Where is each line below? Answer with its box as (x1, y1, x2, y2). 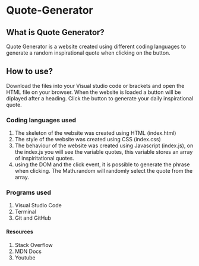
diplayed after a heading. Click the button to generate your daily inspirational (6, 94, 194, 102)
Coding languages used (6, 116, 76, 124)
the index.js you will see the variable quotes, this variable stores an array (14, 148, 193, 156)
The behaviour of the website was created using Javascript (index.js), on (14, 142, 194, 149)
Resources (6, 228, 34, 235)
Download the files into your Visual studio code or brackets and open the (6, 82, 185, 89)
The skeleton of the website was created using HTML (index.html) (14, 129, 176, 137)
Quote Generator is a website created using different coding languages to (6, 43, 186, 50)
